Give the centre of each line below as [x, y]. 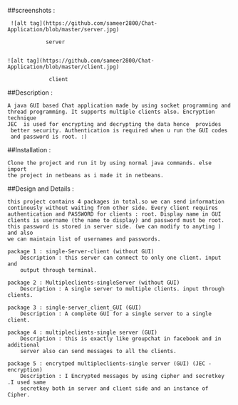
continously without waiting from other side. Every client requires [113, 208]
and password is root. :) [49, 137]
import [17, 169]
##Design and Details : [41, 189]
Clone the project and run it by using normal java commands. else [110, 163]
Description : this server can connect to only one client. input [121, 258]
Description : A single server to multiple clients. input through [122, 289]
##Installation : [29, 150]
